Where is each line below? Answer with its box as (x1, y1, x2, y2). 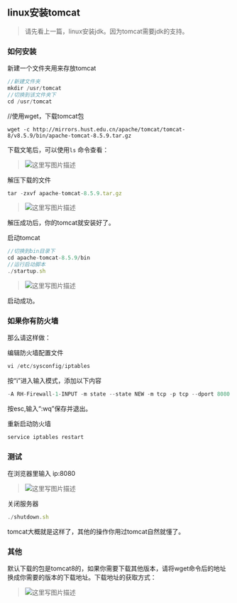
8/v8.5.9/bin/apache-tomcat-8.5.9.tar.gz (7, 132, 132, 139)
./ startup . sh (7, 268, 46, 275)
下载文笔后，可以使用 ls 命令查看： (7, 145, 109, 154)
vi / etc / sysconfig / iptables (7, 363, 91, 370)
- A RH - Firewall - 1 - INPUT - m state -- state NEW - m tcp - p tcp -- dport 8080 (7, 391, 231, 398)
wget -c (7, 126, 31, 133)
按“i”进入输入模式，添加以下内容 (7, 376, 101, 385)
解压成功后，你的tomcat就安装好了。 (7, 219, 115, 227)
